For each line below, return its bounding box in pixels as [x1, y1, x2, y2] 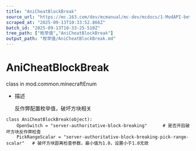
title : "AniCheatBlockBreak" [6, 8, 77, 15]
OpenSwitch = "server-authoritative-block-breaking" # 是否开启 [16, 122, 185, 129]
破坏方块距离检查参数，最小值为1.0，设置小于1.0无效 [37, 140, 149, 146]
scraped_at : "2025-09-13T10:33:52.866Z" [6, 19, 106, 25]
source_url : [6, 14, 35, 20]
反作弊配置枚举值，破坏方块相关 [14, 105, 92, 112]
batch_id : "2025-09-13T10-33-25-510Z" [6, 25, 100, 31]
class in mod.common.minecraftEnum [6, 80, 97, 87]
